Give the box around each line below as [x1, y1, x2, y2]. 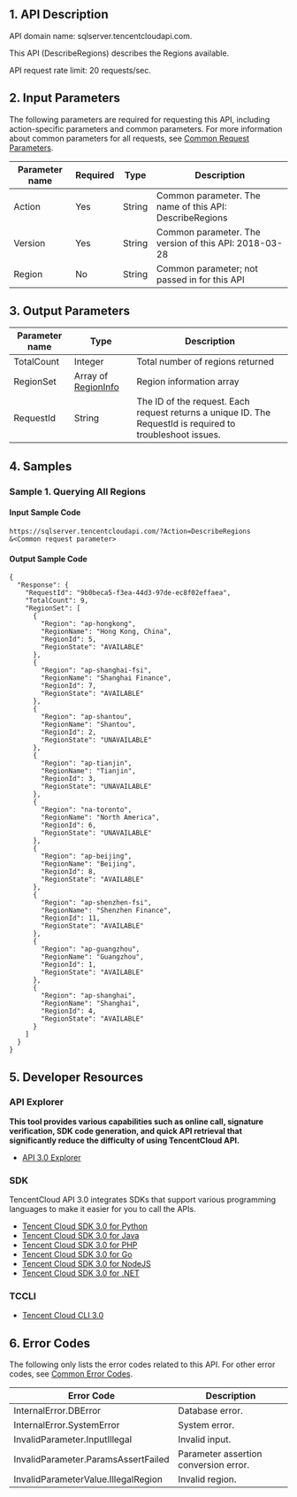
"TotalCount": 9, [25, 597, 89, 606]
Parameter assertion [178, 1447, 263, 1460]
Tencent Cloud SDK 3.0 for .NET [21, 1268, 140, 1278]
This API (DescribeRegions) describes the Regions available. [9, 48, 230, 58]
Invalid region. [178, 1473, 237, 1485]
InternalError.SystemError [13, 1419, 120, 1431]
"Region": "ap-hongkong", [41, 620, 137, 629]
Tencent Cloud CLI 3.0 [21, 1310, 104, 1321]
